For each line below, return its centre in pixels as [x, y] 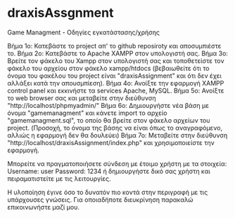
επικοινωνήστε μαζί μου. [43, 207]
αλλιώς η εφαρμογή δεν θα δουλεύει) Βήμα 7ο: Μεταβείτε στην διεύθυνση [118, 135]
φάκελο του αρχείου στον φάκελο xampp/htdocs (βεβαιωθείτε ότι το [108, 68]
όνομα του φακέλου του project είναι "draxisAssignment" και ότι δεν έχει [114, 76]
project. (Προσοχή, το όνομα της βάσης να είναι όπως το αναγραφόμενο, [115, 128]
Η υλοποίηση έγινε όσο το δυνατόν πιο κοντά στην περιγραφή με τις [108, 192]
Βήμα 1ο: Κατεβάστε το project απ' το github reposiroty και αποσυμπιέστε [114, 46]
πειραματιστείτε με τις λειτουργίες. [59, 178]
